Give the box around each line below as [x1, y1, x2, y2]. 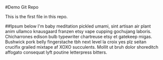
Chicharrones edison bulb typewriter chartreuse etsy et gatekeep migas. [5, 34, 153, 39]
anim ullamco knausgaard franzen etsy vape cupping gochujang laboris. [5, 29, 152, 34]
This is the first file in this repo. [5, 14, 68, 19]
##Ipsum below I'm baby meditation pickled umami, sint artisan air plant [5, 23, 151, 29]
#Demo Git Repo [5, 4, 39, 10]
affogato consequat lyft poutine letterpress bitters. [5, 49, 107, 55]
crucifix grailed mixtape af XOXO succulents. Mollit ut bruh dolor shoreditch [5, 44, 159, 50]
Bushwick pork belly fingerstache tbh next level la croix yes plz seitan [5, 39, 147, 45]
